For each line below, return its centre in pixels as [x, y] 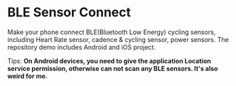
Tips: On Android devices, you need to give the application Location [109, 60]
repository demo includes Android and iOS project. [82, 47]
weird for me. [28, 76]
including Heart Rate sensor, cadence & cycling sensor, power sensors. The [118, 39]
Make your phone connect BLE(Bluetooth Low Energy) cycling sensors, [112, 32]
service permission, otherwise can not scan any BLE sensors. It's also [113, 68]
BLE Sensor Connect [69, 12]
